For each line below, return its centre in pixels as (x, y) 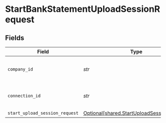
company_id (20, 69)
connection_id (24, 96)
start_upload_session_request (43, 113)
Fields (15, 38)
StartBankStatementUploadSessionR (83, 9)
